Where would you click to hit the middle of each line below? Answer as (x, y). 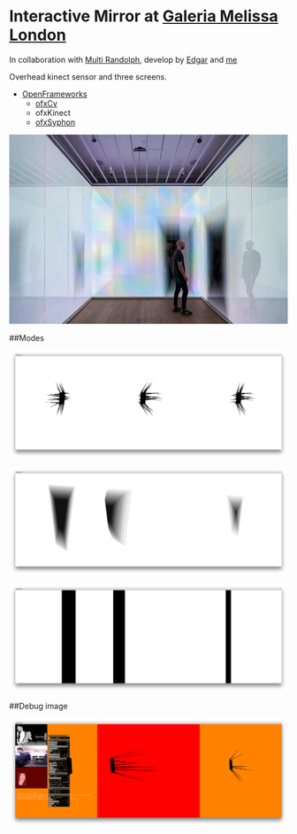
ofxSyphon (55, 122)
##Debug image (38, 707)
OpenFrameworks (54, 94)
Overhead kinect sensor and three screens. (88, 76)
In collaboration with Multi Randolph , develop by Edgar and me (123, 59)
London (38, 35)
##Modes (27, 338)
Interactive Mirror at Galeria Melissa (144, 16)
